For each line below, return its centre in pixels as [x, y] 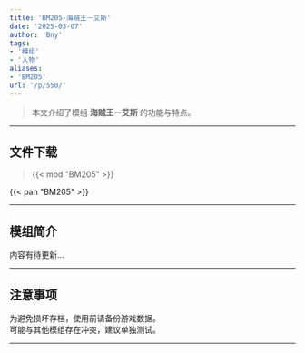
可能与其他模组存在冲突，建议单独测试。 [85, 330]
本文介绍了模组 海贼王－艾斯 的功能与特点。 [113, 112]
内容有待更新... [37, 255]
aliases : [26, 69]
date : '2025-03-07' [46, 26]
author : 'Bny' [36, 34]
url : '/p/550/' [38, 85]
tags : [20, 43]
